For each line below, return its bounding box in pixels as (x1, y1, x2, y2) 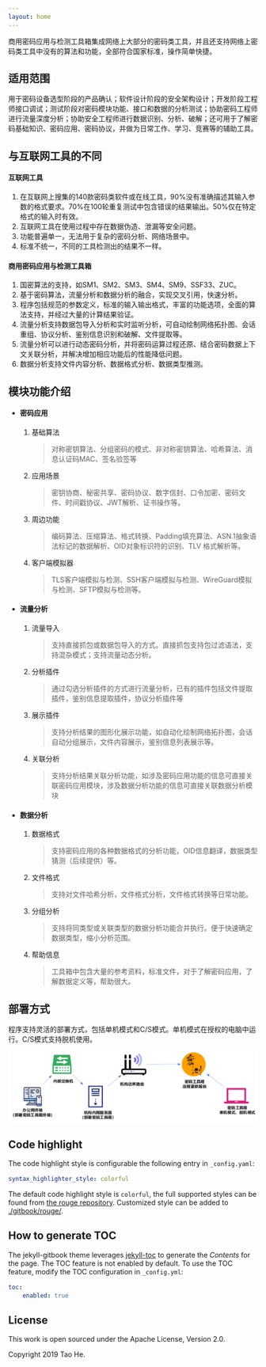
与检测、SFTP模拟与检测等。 (51, 584, 146, 594)
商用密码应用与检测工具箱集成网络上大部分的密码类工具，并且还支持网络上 (8, 36, 251, 46)
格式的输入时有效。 (19, 212, 83, 222)
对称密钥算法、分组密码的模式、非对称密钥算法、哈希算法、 (51, 444, 246, 454)
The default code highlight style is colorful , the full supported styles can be (8, 1189, 257, 1198)
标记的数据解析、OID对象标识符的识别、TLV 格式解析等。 (58, 541, 245, 550)
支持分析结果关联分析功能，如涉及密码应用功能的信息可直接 (51, 771, 246, 780)
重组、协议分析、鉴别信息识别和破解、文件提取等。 (19, 329, 187, 340)
